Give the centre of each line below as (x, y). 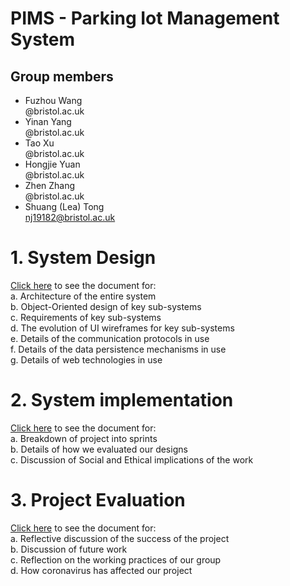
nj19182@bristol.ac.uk (70, 217)
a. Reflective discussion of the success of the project (120, 538)
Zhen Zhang (50, 185)
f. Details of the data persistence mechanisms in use (118, 349)
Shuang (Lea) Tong (64, 206)
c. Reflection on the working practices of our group (116, 559)
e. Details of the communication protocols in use (110, 338)
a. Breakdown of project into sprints (84, 438)
